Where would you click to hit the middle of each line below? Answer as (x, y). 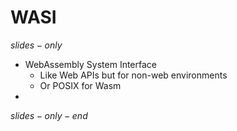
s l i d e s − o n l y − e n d (49, 115)
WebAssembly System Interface (91, 64)
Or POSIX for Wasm (80, 85)
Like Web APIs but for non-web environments (133, 75)
